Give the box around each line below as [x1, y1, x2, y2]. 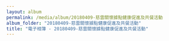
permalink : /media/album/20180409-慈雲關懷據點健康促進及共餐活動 [6, 14, 163, 20]
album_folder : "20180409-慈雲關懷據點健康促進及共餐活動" [6, 20, 142, 26]
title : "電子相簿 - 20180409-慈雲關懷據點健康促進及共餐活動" [6, 25, 149, 32]
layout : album [6, 8, 42, 15]
